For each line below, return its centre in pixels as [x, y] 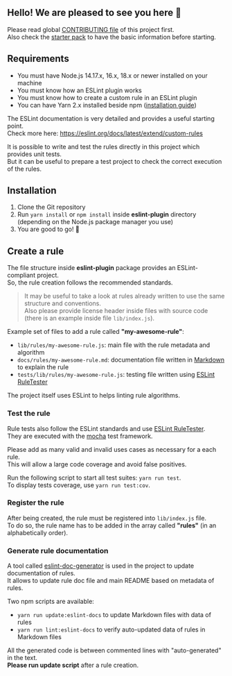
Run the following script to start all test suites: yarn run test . [94, 478]
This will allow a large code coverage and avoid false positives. [97, 464]
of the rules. [24, 169]
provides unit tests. [35, 154]
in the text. [23, 658]
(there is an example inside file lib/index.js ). [89, 318]
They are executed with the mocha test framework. [80, 436]
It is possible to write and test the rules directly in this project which [104, 146]
